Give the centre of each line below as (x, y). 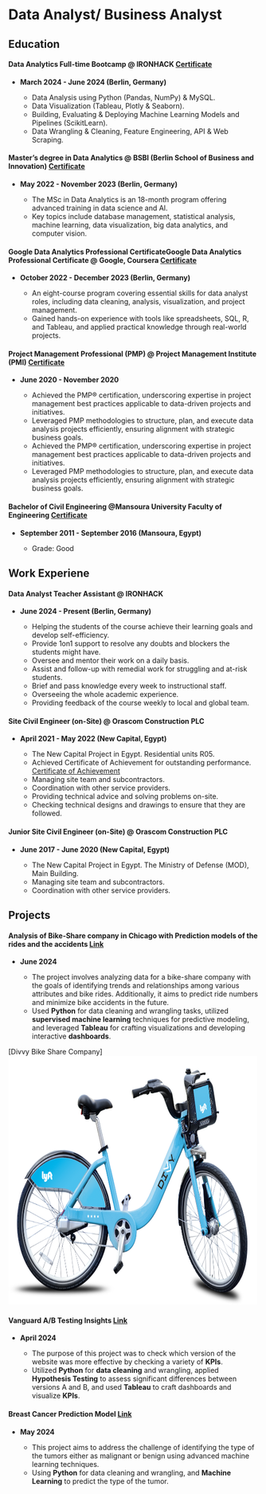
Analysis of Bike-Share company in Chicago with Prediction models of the (133, 935)
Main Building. (55, 873)
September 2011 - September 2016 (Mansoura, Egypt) (110, 533)
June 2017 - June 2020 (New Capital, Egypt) (94, 849)
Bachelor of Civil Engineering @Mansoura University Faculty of (115, 506)
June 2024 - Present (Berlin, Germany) (86, 612)
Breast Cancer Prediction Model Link (70, 1414)
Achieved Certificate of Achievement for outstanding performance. (141, 763)
